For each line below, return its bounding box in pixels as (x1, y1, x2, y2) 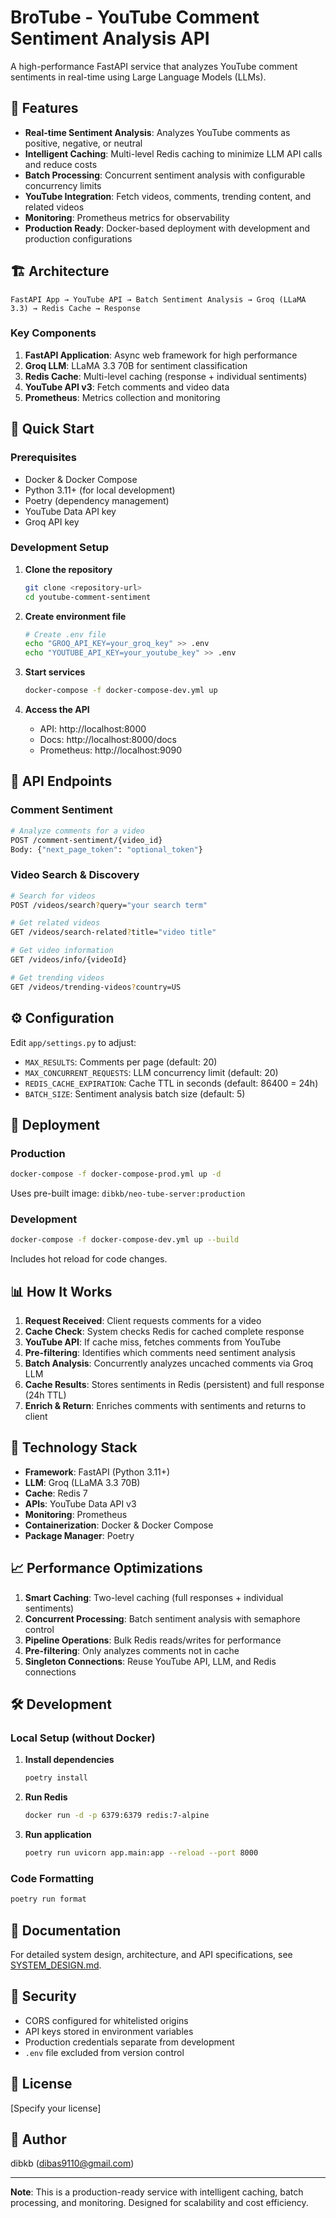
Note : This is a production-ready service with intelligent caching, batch (10, 2186, 304, 2198)
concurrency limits (24, 179, 102, 191)
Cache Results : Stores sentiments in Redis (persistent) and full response (24, 1379, 325, 1391)
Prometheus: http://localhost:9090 (39, 744, 183, 756)
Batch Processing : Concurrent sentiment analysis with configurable (24, 169, 306, 181)
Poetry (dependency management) (24, 494, 170, 506)
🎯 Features (10, 100, 79, 117)
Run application (24, 1829, 92, 1841)
